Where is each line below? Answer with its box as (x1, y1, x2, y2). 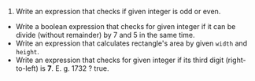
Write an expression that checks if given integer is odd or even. (15, 7, 221, 16)
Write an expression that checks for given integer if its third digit (15, 55, 224, 64)
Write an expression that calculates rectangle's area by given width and (15, 39, 248, 48)
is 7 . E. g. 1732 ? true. (39, 64, 109, 73)
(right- (225, 55, 246, 64)
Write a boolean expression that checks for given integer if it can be (15, 22, 236, 31)
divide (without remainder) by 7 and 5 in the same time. (15, 31, 195, 39)
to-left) (15, 64, 39, 73)
